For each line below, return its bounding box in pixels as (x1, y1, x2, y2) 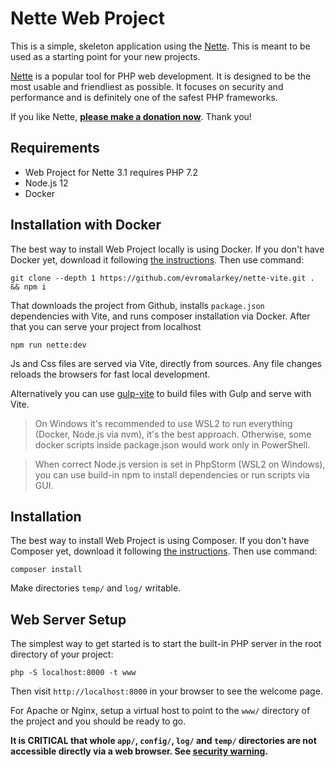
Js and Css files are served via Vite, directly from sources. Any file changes (10, 357, 322, 369)
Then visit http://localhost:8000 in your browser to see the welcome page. (10, 685, 323, 697)
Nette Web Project (10, 7, 165, 30)
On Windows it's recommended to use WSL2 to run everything (34, 417, 293, 429)
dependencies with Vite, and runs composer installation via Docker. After (10, 310, 311, 322)
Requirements (10, 140, 100, 157)
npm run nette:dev (10, 340, 87, 350)
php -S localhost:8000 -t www (10, 668, 137, 678)
